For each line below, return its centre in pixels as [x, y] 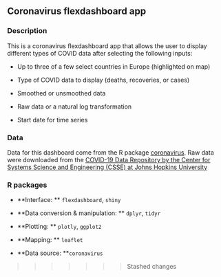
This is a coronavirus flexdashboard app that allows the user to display [107, 46]
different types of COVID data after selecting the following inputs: [100, 53]
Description [27, 31]
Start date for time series [52, 120]
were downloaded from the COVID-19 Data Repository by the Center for [109, 159]
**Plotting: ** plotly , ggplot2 [59, 227]
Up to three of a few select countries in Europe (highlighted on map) [114, 66]
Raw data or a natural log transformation [74, 107]
